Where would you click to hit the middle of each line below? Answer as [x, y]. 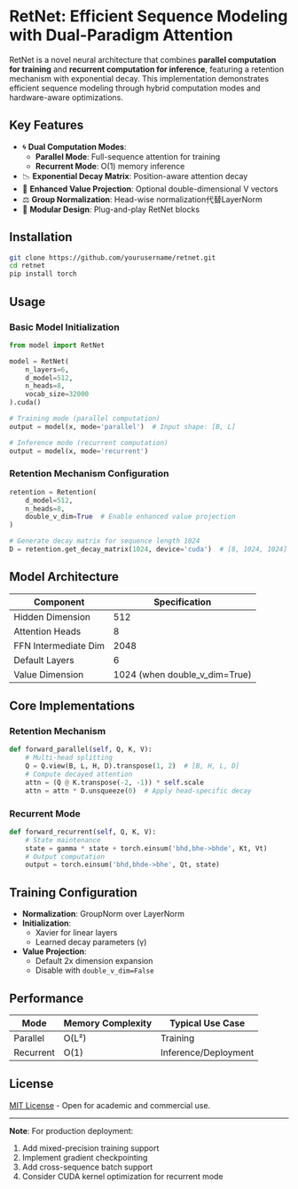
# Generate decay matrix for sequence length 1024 [105, 541]
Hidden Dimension [52, 616]
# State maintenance [63, 840]
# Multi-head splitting [69, 758]
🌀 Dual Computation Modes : [74, 146]
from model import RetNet [57, 345]
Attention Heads [47, 631]
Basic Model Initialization [64, 327]
